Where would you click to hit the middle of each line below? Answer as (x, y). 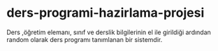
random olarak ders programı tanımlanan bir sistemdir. (85, 39)
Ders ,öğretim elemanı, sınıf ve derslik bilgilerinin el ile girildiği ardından (109, 32)
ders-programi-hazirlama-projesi (106, 13)
